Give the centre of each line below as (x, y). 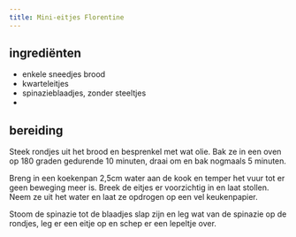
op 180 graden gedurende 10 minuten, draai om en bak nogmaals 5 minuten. (148, 161)
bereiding (36, 130)
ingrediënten (46, 54)
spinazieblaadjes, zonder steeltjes (84, 93)
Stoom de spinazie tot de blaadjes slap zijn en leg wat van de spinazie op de (148, 214)
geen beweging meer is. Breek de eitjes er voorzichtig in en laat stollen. (139, 187)
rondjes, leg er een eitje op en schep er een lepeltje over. (113, 224)
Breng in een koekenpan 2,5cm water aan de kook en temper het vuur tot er (147, 179)
